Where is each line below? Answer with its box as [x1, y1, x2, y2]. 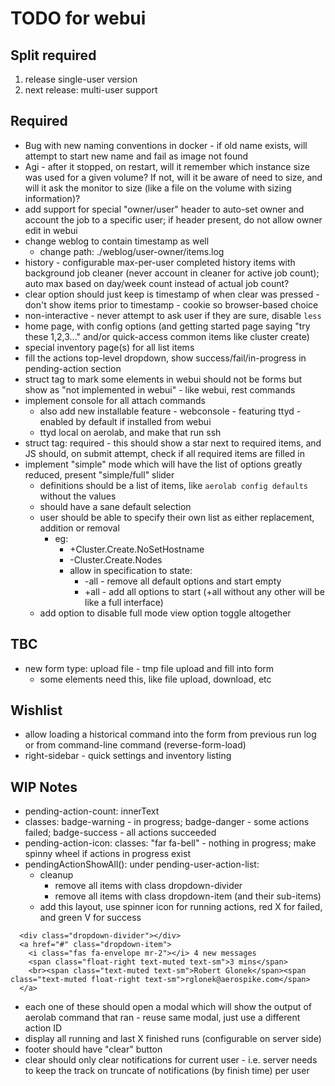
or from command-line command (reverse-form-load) [24, 739, 247, 751]
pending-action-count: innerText [24, 805, 160, 817]
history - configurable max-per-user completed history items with [24, 256, 296, 268]
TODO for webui [10, 7, 147, 30]
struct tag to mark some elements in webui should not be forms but [24, 373, 303, 385]
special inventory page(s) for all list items [24, 341, 195, 353]
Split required [10, 47, 97, 64]
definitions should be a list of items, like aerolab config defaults [39, 479, 308, 491]
